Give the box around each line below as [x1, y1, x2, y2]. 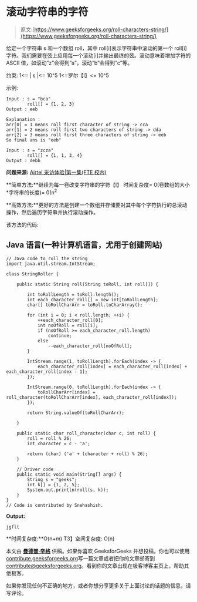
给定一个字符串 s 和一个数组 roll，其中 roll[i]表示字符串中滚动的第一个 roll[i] [6, 45, 187, 52]
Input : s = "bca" [6, 96, 51, 102]
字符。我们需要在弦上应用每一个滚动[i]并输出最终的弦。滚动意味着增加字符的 [6, 52, 191, 59]
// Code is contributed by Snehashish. [6, 503, 104, 509]
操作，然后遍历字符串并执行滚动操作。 [6, 208, 98, 216]
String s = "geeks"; [27, 477, 77, 483]
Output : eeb [6, 106, 38, 112]
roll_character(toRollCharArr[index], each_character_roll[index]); [6, 395, 177, 401]
